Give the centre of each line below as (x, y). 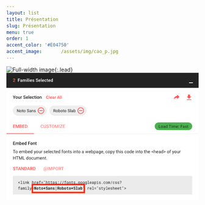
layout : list (23, 13)
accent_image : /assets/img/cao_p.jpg (63, 52)
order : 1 (17, 39)
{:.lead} (63, 70)
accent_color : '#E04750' (38, 45)
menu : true (20, 32)
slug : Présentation (31, 26)
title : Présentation (33, 19)
